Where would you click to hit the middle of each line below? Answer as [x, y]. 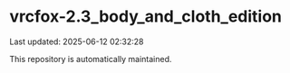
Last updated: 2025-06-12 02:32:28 [77, 41]
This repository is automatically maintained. [91, 59]
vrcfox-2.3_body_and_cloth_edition [146, 17]
